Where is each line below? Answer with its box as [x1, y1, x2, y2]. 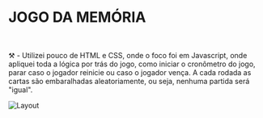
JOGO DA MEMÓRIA [8, 8, 146, 27]
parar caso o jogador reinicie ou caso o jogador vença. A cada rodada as [8, 67, 252, 77]
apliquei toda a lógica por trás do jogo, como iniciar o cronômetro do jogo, [8, 59, 257, 69]
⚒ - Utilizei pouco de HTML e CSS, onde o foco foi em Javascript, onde [8, 50, 248, 60]
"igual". [8, 85, 33, 95]
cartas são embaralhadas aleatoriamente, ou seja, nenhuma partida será [8, 76, 250, 86]
